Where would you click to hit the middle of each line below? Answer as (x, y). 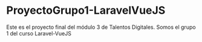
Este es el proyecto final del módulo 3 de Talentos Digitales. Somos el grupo (101, 27)
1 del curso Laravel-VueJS (39, 33)
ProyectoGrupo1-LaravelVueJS (86, 10)
